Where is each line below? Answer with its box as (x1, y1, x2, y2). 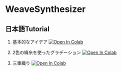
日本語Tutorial (5, 24, 50, 33)
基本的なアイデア (12, 39, 48, 44)
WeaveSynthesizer (5, 3, 86, 15)
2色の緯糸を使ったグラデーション (12, 49, 81, 55)
